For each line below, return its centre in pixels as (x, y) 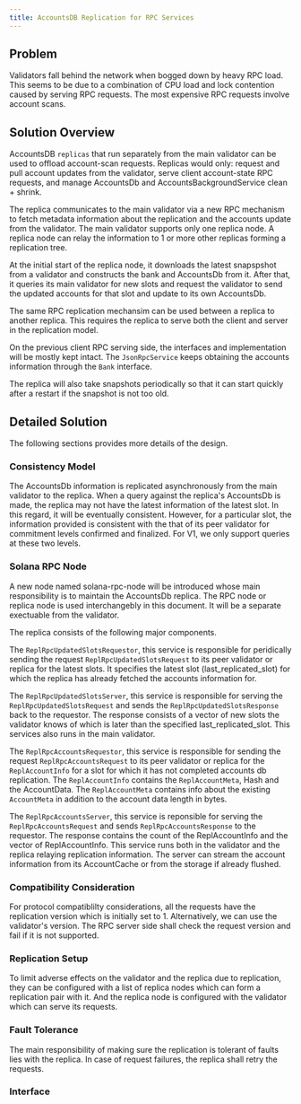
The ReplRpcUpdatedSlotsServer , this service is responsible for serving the (146, 696)
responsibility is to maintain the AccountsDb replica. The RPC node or (138, 596)
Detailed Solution (58, 421)
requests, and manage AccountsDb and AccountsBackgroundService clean (149, 183)
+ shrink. (26, 192)
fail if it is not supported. (54, 935)
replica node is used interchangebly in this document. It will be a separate (146, 605)
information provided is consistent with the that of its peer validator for (140, 524)
